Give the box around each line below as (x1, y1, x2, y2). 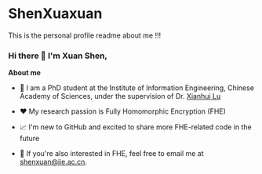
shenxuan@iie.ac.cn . (19, 158, 88, 167)
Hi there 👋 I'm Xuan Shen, (8, 50, 108, 61)
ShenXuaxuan (8, 5, 103, 23)
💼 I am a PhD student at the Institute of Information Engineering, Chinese (19, 83, 255, 92)
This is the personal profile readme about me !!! (8, 31, 162, 40)
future (19, 134, 40, 143)
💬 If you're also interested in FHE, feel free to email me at (19, 149, 204, 158)
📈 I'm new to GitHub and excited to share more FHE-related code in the (19, 122, 253, 132)
